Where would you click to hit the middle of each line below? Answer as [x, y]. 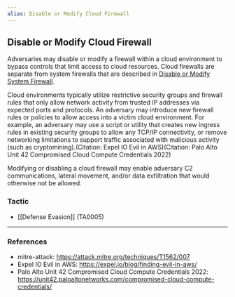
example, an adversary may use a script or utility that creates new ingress [114, 125]
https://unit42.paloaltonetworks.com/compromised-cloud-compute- [116, 279]
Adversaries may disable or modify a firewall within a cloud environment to [115, 59]
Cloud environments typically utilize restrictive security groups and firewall [115, 95]
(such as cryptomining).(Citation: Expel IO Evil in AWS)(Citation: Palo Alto [113, 147]
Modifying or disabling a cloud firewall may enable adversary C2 [100, 169]
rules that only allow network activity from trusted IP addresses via [104, 103]
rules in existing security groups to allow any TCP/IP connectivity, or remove [117, 132]
